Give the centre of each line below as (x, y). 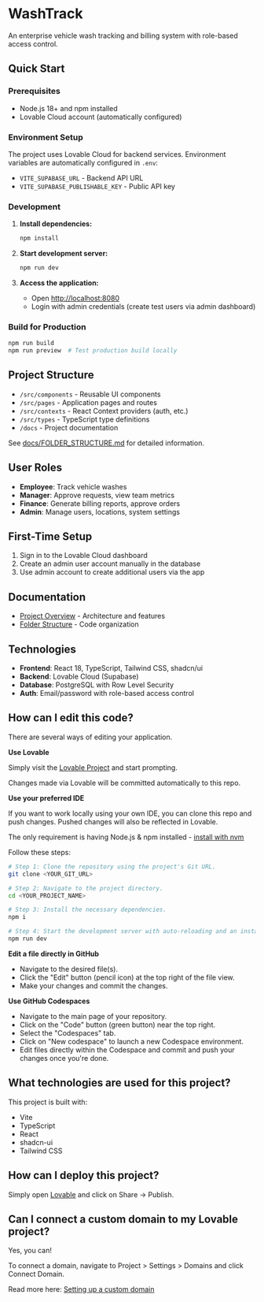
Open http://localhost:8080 (75, 298)
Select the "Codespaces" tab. (68, 1032)
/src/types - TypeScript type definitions (84, 419)
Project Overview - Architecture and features (92, 616)
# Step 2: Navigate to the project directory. (86, 888)
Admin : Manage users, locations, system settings (100, 511)
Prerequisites (34, 91)
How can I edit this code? (71, 718)
